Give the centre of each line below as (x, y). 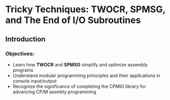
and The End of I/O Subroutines (73, 20)
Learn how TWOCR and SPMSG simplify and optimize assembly (80, 64)
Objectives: (20, 54)
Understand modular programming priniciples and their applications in (87, 76)
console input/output (35, 81)
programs (23, 70)
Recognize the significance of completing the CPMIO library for (79, 86)
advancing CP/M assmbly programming (54, 92)
